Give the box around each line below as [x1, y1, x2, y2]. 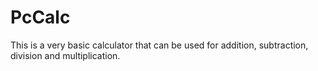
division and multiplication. [10, 49, 121, 61]
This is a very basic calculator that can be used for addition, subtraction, [10, 39, 309, 51]
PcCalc [10, 6, 71, 29]
